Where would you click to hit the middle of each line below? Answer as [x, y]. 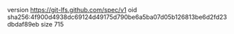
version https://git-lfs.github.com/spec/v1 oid [72, 10]
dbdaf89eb [23, 24]
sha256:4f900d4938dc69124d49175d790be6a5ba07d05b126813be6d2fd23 [117, 17]
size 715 [52, 24]
